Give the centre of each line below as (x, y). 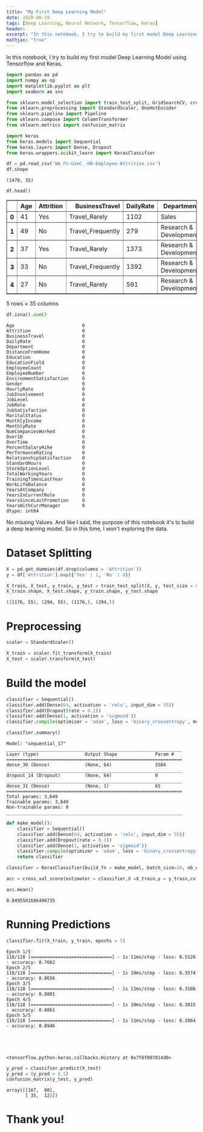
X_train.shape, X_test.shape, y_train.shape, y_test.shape (82, 591)
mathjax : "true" (27, 40)
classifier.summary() (34, 733)
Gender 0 (46, 384)
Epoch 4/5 (19, 999)
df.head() (19, 191)
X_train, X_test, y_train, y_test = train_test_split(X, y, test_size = (100, 586)
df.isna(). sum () (27, 315)
